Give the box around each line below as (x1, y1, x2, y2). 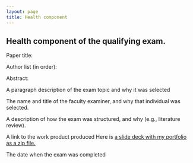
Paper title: (6, 52, 33, 59)
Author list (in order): (6, 63, 58, 71)
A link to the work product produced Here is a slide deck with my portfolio (6, 133, 187, 140)
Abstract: (6, 75, 29, 82)
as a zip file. (6, 140, 36, 147)
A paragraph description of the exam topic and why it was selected (6, 87, 170, 94)
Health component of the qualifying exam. (6, 36, 166, 46)
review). (6, 122, 26, 129)
